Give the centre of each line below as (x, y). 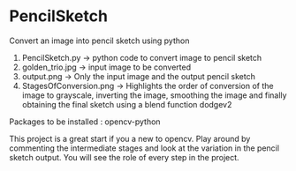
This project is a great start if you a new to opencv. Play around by (130, 138)
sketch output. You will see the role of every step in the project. (125, 157)
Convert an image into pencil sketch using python (99, 41)
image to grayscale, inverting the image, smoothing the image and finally (154, 95)
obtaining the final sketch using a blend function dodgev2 (127, 104)
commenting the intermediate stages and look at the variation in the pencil (144, 148)
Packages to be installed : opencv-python (85, 122)
